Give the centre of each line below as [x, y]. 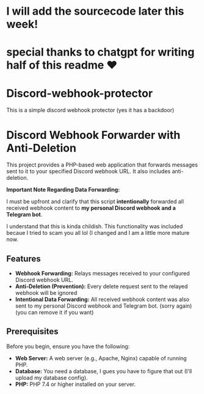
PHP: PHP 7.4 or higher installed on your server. [75, 384]
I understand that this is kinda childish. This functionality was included [95, 226]
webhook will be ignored [46, 293]
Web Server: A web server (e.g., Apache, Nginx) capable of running [101, 358]
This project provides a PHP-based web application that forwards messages [102, 165]
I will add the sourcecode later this [95, 11]
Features [24, 258]
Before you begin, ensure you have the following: [68, 346]
